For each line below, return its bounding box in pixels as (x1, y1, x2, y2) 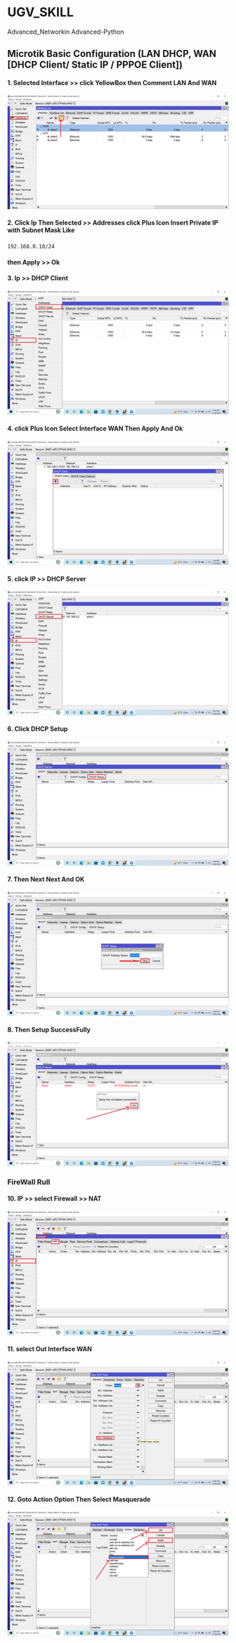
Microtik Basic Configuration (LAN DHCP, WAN (7, 48, 216, 60)
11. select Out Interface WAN (7, 1345, 93, 1353)
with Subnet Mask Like (7, 226, 75, 234)
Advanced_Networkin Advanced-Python (7, 27, 124, 36)
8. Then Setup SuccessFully (7, 1025, 91, 1034)
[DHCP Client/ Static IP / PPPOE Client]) (7, 59, 183, 71)
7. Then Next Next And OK (7, 875, 85, 884)
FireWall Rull (7, 1176, 51, 1186)
